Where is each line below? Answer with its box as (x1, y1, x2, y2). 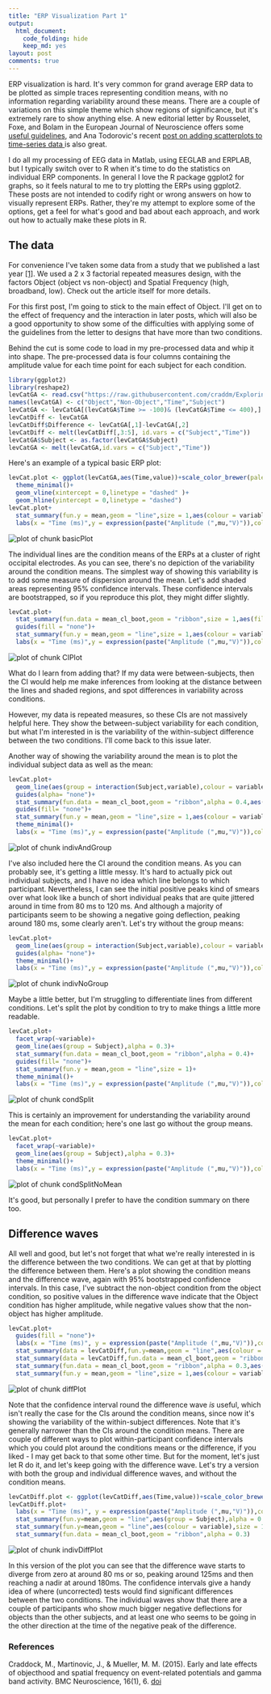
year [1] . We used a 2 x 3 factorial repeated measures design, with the (8, 269, 242, 278)
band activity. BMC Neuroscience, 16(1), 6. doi (8, 1676, 162, 1687)
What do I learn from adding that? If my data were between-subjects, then (8, 668, 255, 678)
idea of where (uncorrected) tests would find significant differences (8, 1586, 234, 1596)
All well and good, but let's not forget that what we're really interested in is (8, 1248, 256, 1258)
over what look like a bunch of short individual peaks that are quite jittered (8, 892, 255, 902)
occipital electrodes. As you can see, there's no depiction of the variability (8, 557, 256, 567)
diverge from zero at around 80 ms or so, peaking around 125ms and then (8, 1569, 254, 1578)
